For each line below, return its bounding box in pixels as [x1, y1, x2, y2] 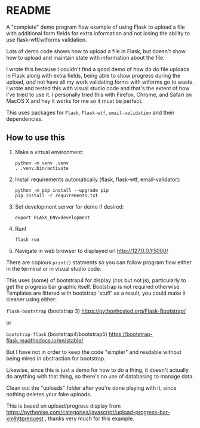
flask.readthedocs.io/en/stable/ [6, 337, 84, 344]
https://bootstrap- [108, 330, 153, 338]
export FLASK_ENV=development [14, 215, 91, 221]
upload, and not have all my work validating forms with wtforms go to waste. [6, 78, 195, 85]
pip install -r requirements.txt [14, 192, 99, 198]
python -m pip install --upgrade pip [14, 187, 109, 193]
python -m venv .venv [14, 160, 69, 166]
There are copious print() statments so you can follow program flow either [6, 258, 192, 266]
